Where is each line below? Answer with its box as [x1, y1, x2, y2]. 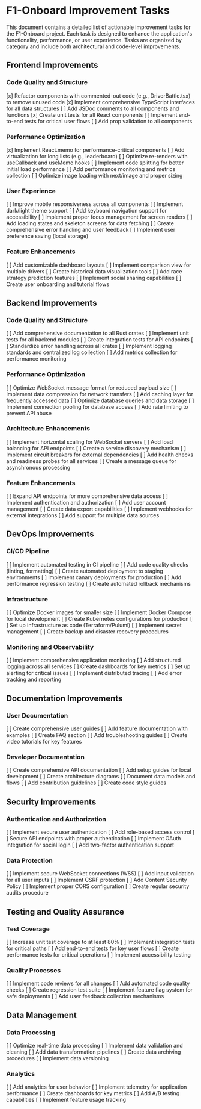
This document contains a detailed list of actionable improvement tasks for [6, 23, 191, 31]
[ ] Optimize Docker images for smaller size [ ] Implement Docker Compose [6, 609, 192, 616]
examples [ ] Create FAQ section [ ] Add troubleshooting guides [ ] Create [6, 732, 188, 739]
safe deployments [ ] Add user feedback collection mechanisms [6, 993, 164, 1000]
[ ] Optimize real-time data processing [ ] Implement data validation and [6, 1042, 183, 1049]
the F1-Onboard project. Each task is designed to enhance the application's [6, 30, 193, 37]
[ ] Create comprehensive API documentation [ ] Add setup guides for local [6, 766, 191, 774]
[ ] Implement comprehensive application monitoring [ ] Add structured [6, 657, 181, 664]
